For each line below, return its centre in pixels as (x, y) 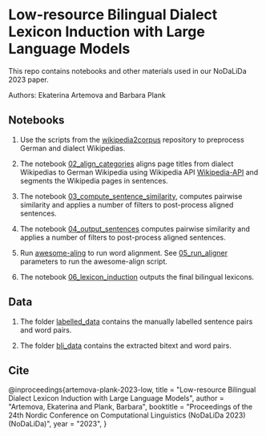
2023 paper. (29, 79)
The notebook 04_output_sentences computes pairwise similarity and (135, 228)
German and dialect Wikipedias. (73, 148)
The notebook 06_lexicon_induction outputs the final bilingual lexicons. (137, 277)
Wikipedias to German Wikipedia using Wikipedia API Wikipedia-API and (139, 172)
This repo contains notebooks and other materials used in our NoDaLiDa (127, 71)
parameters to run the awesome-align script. (94, 261)
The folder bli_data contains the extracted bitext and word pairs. (126, 345)
